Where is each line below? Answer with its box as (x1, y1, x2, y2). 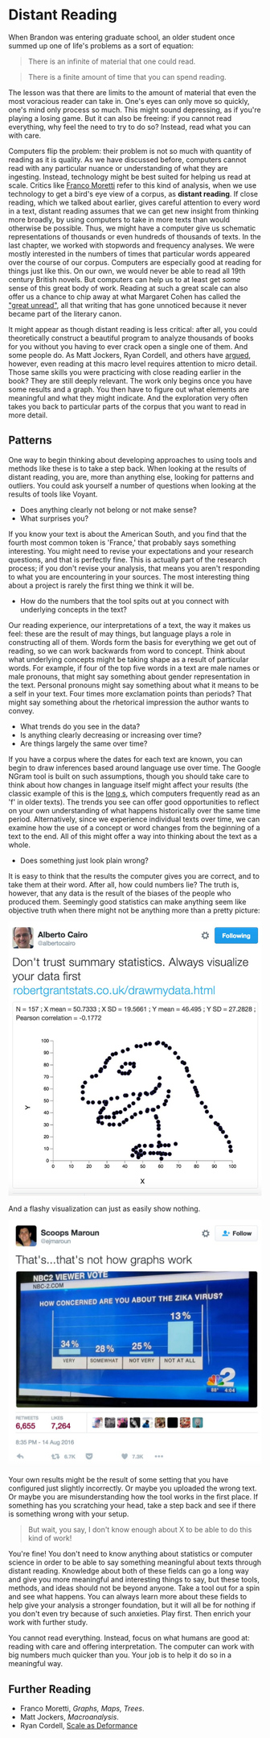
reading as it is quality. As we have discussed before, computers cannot (8, 155, 247, 164)
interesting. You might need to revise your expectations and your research (8, 546, 254, 555)
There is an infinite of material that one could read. (27, 56, 196, 66)
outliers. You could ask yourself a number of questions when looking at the (8, 480, 256, 490)
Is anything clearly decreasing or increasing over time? (19, 730, 202, 739)
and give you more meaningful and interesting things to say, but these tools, (8, 1574, 260, 1585)
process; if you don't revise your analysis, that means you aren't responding (8, 563, 260, 573)
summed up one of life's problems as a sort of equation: (8, 40, 194, 50)
